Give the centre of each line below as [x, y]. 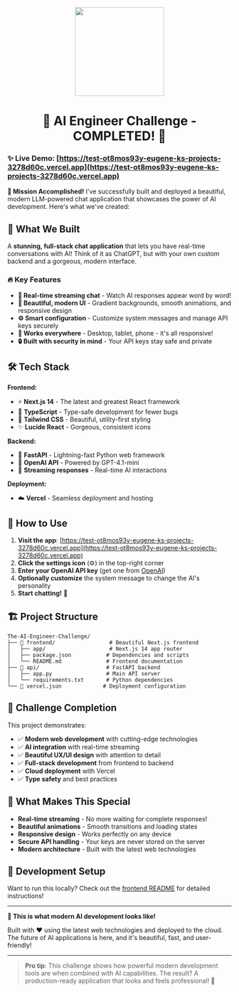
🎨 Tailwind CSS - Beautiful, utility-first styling [84, 420]
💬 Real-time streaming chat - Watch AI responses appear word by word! [124, 295]
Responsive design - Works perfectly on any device [95, 834]
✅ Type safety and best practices [67, 779]
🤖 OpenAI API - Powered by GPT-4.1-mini [78, 463]
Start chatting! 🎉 [43, 593]
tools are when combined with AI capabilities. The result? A [112, 974]
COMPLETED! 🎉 [119, 136]
